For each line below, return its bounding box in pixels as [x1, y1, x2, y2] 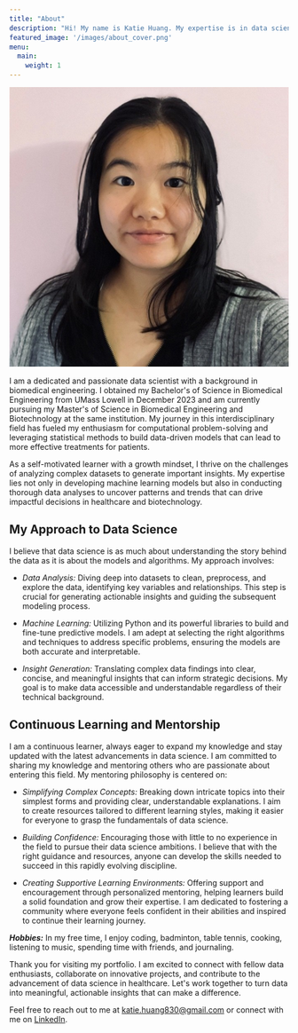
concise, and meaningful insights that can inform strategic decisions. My [21, 673, 288, 683]
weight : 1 [25, 61, 62, 70]
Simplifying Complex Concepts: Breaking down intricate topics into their [21, 786, 286, 797]
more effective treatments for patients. [9, 442, 151, 452]
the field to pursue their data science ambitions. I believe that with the [21, 841, 278, 852]
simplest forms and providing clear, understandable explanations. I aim [21, 795, 281, 807]
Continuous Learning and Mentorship [9, 717, 221, 732]
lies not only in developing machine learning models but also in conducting [9, 477, 282, 488]
